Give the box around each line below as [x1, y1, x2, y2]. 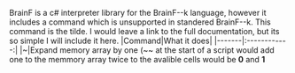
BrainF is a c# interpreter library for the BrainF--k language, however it [9, 8, 268, 18]
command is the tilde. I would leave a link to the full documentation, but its [9, 26, 280, 36]
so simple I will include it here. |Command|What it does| [9, 35, 213, 46]
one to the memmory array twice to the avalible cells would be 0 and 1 [9, 55, 266, 64]
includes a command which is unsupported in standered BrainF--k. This [9, 17, 272, 27]
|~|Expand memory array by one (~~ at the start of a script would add [19, 45, 275, 55]
